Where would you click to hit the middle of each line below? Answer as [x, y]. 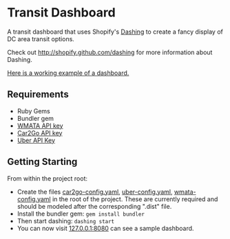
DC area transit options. [41, 38]
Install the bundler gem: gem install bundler [81, 214]
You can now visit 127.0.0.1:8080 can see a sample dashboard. [105, 228]
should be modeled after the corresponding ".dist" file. [94, 206]
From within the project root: [48, 178]
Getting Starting [42, 162]
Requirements [38, 94]
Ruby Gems [33, 111]
